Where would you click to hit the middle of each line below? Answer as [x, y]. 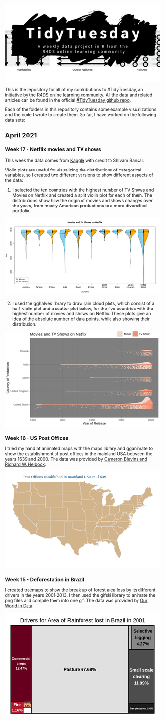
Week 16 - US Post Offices [37, 438]
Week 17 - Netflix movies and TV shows [53, 149]
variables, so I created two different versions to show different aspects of [79, 175]
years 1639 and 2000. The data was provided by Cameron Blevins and [76, 459]
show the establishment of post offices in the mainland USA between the [79, 454]
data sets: [15, 120]
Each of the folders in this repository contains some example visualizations [81, 109]
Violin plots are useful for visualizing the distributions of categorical [73, 170]
